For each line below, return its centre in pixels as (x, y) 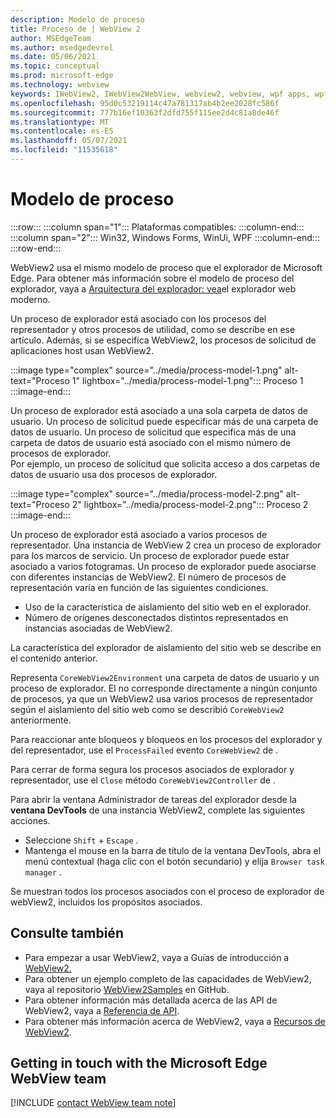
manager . (43, 872)
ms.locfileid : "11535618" (64, 150)
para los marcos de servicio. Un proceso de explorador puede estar (150, 555)
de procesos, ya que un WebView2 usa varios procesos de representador (162, 698)
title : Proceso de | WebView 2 (75, 29)
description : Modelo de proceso (77, 19)
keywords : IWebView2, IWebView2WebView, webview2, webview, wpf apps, (160, 94)
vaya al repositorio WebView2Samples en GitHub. (127, 989)
